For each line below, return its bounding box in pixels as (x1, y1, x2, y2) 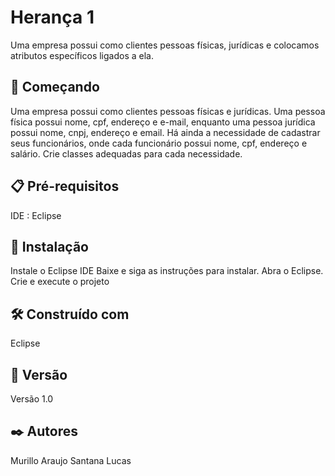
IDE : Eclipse (10, 209, 62, 221)
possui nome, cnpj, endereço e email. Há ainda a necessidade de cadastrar (10, 126, 321, 138)
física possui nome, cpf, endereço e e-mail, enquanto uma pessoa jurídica (10, 116, 316, 128)
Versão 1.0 (10, 393, 54, 405)
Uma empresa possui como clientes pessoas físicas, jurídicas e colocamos (10, 39, 320, 51)
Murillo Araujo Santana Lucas (10, 454, 132, 466)
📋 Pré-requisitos (10, 178, 120, 195)
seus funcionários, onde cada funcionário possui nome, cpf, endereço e (10, 137, 308, 149)
